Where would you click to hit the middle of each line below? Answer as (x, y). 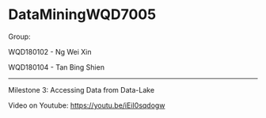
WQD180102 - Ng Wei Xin (50, 51)
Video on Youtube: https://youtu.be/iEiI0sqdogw (87, 105)
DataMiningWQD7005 (82, 15)
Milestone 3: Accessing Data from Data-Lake (82, 89)
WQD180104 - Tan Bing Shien (57, 67)
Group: (19, 36)
